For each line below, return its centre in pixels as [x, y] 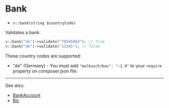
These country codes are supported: [43, 56]
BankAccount [26, 95]
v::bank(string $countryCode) [44, 23]
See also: [15, 85]
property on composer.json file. [45, 71]
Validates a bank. [23, 32]
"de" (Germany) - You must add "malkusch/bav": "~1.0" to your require [87, 65]
